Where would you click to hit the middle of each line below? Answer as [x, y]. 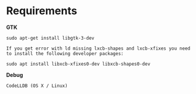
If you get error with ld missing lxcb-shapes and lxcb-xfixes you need [98, 48]
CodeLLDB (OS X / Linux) [37, 86]
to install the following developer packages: [65, 54]
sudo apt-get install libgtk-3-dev [50, 38]
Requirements [42, 11]
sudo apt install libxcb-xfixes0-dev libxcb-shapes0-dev [78, 64]
